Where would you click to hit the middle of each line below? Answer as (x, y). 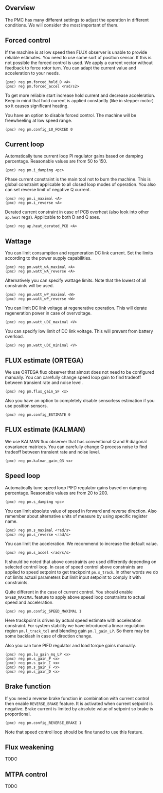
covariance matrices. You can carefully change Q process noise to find (76, 447)
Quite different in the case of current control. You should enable (69, 592)
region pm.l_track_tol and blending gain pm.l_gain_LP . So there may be (77, 631)
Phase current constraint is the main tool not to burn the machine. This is (78, 179)
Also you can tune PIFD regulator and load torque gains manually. (71, 645)
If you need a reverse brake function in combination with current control (77, 698)
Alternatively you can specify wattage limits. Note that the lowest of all (76, 280)
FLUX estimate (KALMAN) (45, 430)
